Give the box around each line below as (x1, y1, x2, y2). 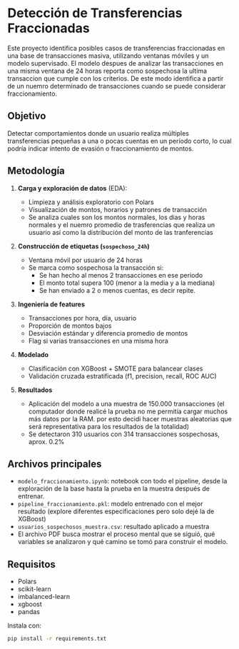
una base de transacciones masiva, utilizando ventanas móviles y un (7, 51, 209, 60)
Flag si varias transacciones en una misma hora (28, 336, 169, 345)
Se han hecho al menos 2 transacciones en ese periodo (39, 271, 203, 279)
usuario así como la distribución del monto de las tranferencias (28, 228, 213, 236)
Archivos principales (7, 458, 102, 470)
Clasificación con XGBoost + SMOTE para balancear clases (28, 364, 203, 373)
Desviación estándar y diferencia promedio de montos (28, 328, 188, 337)
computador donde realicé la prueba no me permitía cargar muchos (28, 407, 228, 416)
